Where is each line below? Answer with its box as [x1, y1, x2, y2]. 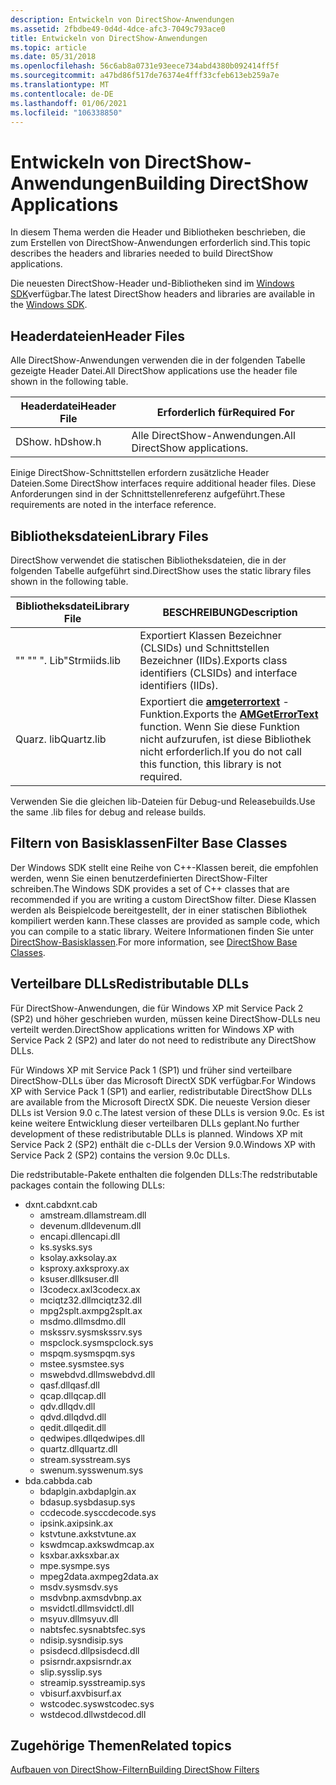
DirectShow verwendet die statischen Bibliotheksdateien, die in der [10, 554, 287, 566]
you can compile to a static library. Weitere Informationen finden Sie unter [10, 925, 314, 937]
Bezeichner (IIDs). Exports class [139, 653, 288, 667]
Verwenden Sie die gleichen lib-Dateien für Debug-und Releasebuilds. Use [10, 795, 316, 807]
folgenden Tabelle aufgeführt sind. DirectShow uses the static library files [10, 564, 312, 576]
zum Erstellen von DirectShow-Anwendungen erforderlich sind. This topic [10, 237, 312, 249]
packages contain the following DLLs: [10, 1179, 166, 1191]
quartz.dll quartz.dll [39, 1442, 118, 1455]
